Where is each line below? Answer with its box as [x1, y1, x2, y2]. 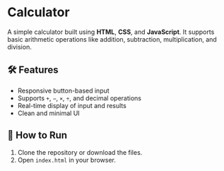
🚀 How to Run [7, 129, 68, 141]
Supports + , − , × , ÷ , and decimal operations [17, 93, 141, 102]
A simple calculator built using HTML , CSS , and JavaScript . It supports [7, 28, 215, 36]
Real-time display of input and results [17, 101, 127, 110]
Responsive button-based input [17, 86, 110, 95]
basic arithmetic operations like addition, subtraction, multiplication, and [7, 35, 217, 43]
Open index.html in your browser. [17, 155, 117, 164]
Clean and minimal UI [17, 109, 80, 117]
